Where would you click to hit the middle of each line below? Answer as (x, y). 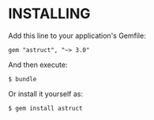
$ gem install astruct (45, 108)
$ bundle (23, 79)
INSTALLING (49, 14)
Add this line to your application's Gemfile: (77, 36)
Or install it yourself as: (45, 94)
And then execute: (38, 65)
